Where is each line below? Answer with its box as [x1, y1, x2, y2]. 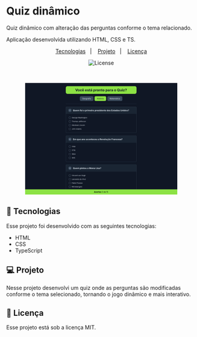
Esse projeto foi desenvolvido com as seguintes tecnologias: [6, 222, 157, 230]
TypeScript [14, 247, 43, 254]
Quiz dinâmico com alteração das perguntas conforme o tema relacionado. [6, 24, 192, 31]
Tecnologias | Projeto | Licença [55, 47, 148, 55]
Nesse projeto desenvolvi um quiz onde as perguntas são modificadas [6, 284, 181, 291]
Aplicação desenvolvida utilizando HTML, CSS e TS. [6, 36, 136, 43]
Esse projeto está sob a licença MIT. [6, 324, 96, 331]
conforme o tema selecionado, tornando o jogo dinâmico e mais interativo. [6, 291, 191, 298]
